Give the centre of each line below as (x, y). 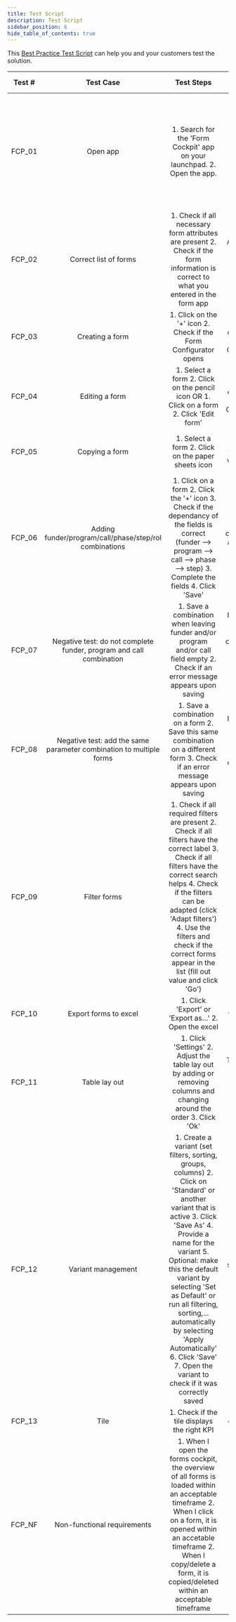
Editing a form (103, 396)
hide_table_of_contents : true (52, 33)
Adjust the (194, 1056)
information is (194, 268)
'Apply (194, 1340)
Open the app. (193, 174)
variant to (194, 1375)
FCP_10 (24, 1014)
